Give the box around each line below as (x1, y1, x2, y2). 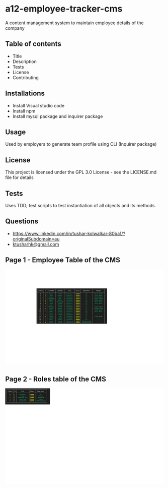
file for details (5, 174, 34, 180)
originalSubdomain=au (12, 235, 60, 242)
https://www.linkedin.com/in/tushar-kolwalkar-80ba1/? (12, 230, 126, 236)
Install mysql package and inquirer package (12, 113, 103, 119)
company (5, 25, 25, 31)
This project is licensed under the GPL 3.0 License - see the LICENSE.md (5, 169, 157, 175)
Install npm (12, 108, 36, 114)
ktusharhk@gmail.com (12, 241, 59, 247)
